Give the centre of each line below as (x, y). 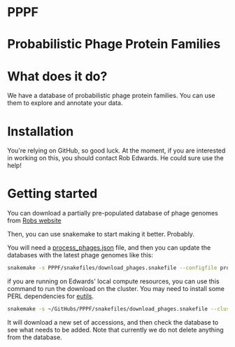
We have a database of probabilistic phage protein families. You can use (111, 96)
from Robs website (34, 220)
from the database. (35, 337)
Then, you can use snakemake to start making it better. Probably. (101, 234)
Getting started (52, 194)
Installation (41, 131)
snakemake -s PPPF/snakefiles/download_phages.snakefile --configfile (112, 268)
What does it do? (57, 76)
